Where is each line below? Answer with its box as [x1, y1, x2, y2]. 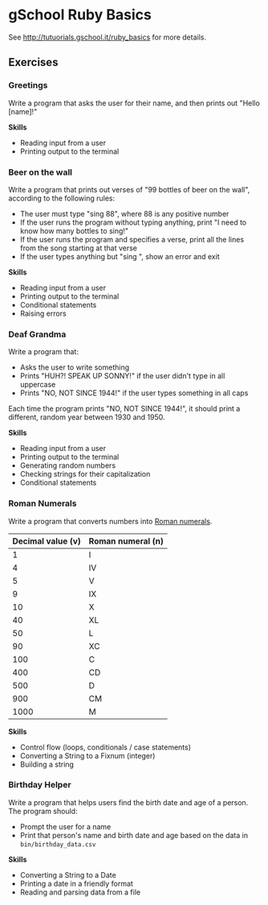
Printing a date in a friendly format [19, 878, 134, 888]
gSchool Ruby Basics [8, 6, 152, 24]
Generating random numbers [19, 461, 116, 470]
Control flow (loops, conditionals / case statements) [19, 742, 191, 752]
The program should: [8, 806, 78, 816]
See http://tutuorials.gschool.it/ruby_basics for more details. [8, 32, 207, 42]
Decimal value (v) [12, 535, 82, 547]
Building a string [19, 759, 75, 769]
